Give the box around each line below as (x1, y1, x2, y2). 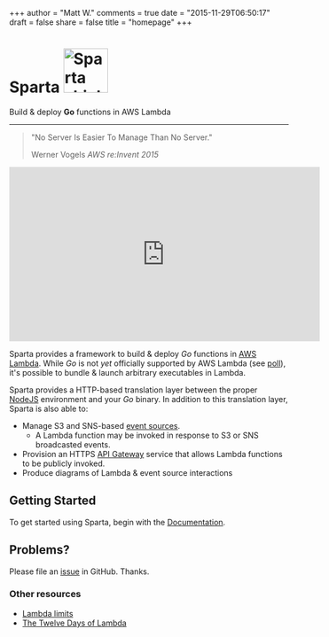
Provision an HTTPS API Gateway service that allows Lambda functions (21, 448, 283, 459)
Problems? (9, 542, 70, 557)
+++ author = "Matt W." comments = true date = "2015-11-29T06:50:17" (9, 8, 270, 18)
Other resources (9, 588, 82, 601)
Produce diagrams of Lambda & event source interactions (21, 467, 233, 478)
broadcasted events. (35, 439, 111, 450)
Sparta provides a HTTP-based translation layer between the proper (9, 385, 258, 395)
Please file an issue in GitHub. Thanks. (9, 566, 150, 577)
